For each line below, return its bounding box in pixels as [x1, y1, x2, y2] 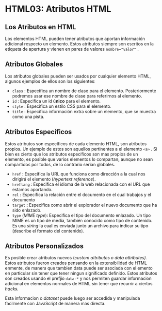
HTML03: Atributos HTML [5, 3, 112, 15]
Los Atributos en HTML [5, 23, 76, 31]
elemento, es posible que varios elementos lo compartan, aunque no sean [5, 156, 153, 162]
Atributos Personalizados [5, 242, 84, 251]
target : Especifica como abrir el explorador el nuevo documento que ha [12, 202, 157, 208]
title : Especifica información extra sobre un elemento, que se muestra [12, 108, 156, 114]
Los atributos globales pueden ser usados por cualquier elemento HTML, [5, 73, 151, 79]
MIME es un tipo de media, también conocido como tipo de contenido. [12, 217, 153, 223]
